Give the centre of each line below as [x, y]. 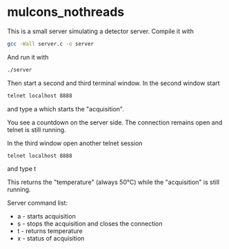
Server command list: [37, 203]
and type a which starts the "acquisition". [66, 109]
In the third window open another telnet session [75, 143]
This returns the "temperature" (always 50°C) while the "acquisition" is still [113, 182]
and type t [22, 169]
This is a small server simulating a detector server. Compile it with [101, 31]
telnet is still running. [37, 129]
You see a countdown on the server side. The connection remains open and [115, 122]
